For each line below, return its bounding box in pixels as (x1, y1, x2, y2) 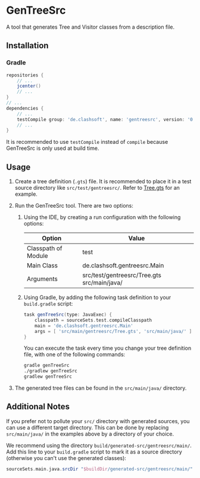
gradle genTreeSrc (23, 362, 70, 369)
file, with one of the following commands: (23, 351, 126, 358)
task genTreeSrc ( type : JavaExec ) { (23, 312, 112, 318)
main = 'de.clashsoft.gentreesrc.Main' (35, 323, 134, 329)
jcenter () (17, 83, 42, 90)
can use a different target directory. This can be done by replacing (6, 424, 169, 431)
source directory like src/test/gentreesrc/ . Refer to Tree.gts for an (14, 184, 180, 192)
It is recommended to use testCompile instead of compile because (6, 138, 168, 146)
